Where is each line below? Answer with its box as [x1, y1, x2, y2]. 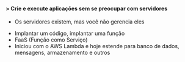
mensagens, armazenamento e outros [14, 49, 111, 57]
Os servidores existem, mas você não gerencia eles [14, 18, 145, 25]
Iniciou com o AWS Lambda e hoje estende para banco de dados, [14, 43, 180, 50]
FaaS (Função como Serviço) [14, 36, 88, 43]
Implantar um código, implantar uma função [14, 30, 125, 37]
